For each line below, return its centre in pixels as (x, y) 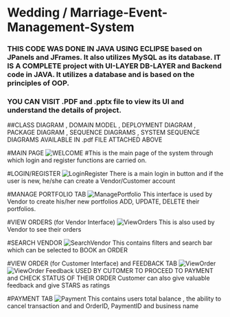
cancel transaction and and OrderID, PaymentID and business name (103, 306)
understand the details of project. (64, 110)
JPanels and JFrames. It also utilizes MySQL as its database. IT (114, 58)
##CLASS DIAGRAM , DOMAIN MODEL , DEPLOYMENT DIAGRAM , (102, 125)
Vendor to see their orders (44, 230)
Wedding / (37, 13)
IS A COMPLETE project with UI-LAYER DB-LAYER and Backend (114, 66)
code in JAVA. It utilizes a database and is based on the (101, 75)
